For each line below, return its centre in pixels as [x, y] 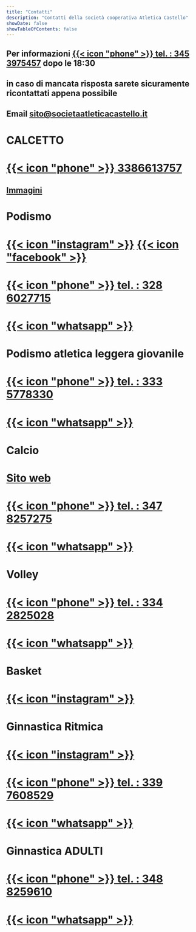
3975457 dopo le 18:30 [51, 63]
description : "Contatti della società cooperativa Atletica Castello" [97, 18]
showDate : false [27, 23]
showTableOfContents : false [42, 29]
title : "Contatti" [29, 12]
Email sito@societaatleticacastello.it [77, 114]
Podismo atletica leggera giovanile [95, 354]
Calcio [23, 450]
